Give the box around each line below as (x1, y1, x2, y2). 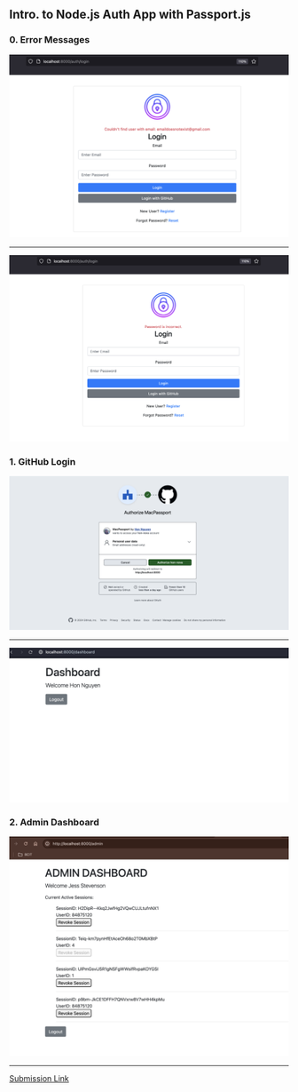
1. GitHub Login (9, 455, 76, 467)
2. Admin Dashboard (9, 816, 99, 828)
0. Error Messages (9, 34, 90, 46)
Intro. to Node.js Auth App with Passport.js (9, 7, 251, 22)
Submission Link (9, 1072, 69, 1083)
